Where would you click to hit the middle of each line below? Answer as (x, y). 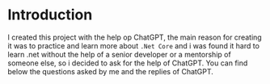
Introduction (50, 15)
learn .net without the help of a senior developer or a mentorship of (119, 54)
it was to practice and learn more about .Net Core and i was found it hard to (134, 45)
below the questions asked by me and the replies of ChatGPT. (110, 71)
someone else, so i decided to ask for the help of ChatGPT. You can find (128, 63)
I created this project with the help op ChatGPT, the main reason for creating (135, 37)
